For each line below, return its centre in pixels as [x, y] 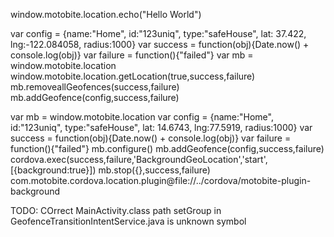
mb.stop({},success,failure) [154, 170]
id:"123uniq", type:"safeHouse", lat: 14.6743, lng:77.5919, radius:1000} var [161, 127]
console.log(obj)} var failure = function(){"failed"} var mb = [132, 55]
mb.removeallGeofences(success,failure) [95, 87]
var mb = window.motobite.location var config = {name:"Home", [142, 117]
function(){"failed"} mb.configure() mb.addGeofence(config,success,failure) [167, 148]
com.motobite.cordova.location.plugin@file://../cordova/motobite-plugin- [161, 180]
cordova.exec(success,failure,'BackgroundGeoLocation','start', [139, 159]
